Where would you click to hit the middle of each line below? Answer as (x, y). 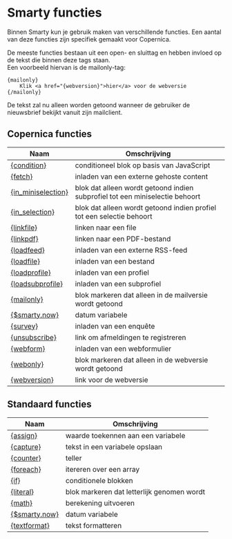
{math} (22, 503)
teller (74, 458)
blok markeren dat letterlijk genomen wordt (135, 491)
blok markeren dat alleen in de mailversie (142, 295)
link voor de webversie (112, 380)
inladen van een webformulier (123, 349)
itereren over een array (103, 469)
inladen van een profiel (112, 273)
